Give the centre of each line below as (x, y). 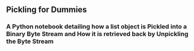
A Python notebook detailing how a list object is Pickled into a (96, 27)
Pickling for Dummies (47, 10)
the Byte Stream (30, 42)
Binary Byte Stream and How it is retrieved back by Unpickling (97, 34)
